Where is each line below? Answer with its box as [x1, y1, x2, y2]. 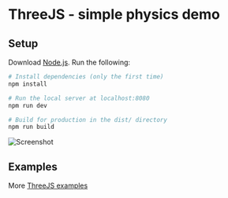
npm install [8, 80, 47, 88]
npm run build [8, 123, 55, 131]
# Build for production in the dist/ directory [8, 115, 168, 123]
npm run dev [8, 101, 47, 109]
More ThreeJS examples [8, 181, 88, 190]
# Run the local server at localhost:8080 [8, 94, 150, 102]
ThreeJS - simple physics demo [8, 5, 221, 24]
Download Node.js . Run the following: [8, 57, 131, 67]
